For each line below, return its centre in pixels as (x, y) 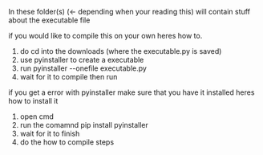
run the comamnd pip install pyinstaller (84, 125)
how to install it (33, 101)
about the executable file (49, 20)
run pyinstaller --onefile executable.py (83, 68)
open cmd (36, 116)
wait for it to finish (50, 133)
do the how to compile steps (67, 142)
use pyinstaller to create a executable (82, 60)
